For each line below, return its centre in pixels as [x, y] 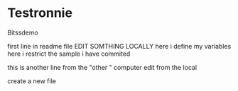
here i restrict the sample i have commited [69, 54]
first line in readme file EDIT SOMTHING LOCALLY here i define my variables [119, 46]
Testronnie [40, 13]
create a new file [32, 81]
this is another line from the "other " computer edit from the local [102, 67]
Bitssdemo [23, 32]
